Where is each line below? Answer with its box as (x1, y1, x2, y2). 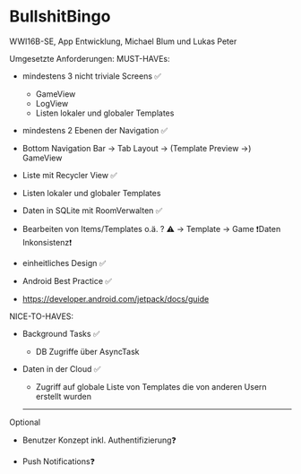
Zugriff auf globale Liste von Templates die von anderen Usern (35, 381, 267, 392)
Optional (9, 417, 41, 427)
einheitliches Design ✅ (21, 257, 107, 268)
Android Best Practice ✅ (21, 275, 112, 286)
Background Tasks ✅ (21, 328, 100, 339)
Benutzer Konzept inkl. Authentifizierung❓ (21, 435, 176, 445)
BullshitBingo (9, 6, 111, 27)
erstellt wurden (35, 391, 92, 401)
